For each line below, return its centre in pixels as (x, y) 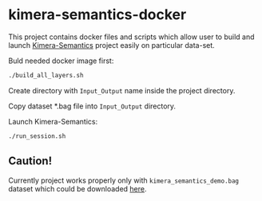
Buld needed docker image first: (61, 61)
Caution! (30, 161)
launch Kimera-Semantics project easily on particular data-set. (112, 45)
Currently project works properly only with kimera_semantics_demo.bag (124, 180)
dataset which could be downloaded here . (77, 188)
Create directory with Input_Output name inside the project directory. (122, 90)
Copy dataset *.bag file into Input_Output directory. (92, 106)
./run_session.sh (37, 136)
